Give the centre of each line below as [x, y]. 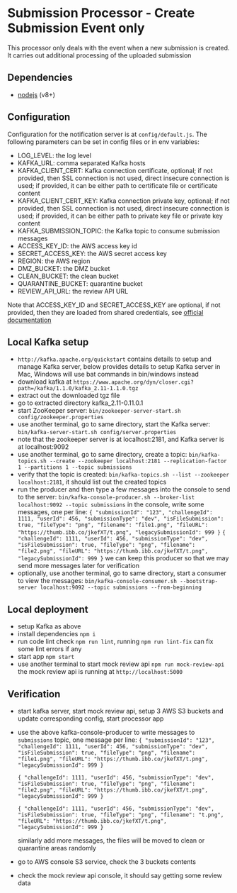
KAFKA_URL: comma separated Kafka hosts [82, 163]
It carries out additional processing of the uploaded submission [99, 55]
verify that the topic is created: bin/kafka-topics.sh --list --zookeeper [123, 475]
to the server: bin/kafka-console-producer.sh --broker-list [106, 497]
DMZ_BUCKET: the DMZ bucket [64, 268]
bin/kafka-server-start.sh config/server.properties [97, 433]
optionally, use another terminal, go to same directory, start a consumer [122, 573]
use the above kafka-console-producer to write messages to [106, 732]
